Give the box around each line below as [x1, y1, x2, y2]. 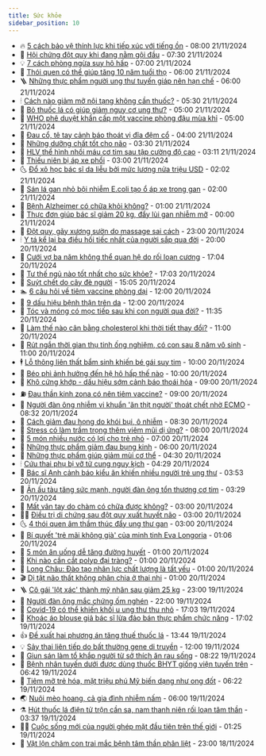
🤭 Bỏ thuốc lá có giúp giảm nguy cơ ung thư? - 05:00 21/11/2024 [19, 105, 230, 114]
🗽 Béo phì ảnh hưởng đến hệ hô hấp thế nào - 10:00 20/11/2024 [19, 368, 228, 378]
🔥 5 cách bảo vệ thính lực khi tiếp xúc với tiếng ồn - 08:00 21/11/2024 [19, 40, 248, 50]
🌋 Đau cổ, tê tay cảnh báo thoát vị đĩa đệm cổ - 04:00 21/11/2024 [19, 130, 233, 140]
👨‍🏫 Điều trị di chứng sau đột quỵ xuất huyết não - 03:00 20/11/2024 [19, 509, 242, 520]
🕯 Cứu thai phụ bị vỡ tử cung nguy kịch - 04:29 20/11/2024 [19, 459, 210, 468]
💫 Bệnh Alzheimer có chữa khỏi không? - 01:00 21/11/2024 [19, 201, 211, 210]
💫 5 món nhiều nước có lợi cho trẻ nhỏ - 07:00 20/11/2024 [19, 433, 209, 443]
